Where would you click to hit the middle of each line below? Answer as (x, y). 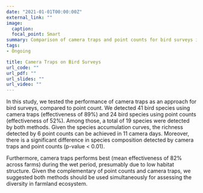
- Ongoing (19, 51)
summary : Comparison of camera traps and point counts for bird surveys (100, 40)
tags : (13, 46)
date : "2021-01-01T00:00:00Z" (44, 12)
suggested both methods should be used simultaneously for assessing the (99, 177)
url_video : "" (24, 84)
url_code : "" (23, 68)
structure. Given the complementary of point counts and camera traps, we (99, 171)
